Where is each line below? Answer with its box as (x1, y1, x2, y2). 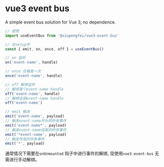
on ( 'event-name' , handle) (5, 60, 58, 65)
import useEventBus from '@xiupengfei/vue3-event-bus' (5, 33, 119, 38)
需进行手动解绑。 (5, 157, 40, 163)
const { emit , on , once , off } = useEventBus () (5, 47, 104, 51)
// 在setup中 (5, 42, 30, 47)
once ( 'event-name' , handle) (5, 73, 63, 78)
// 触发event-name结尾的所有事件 (5, 127, 67, 132)
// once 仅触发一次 (5, 69, 41, 74)
